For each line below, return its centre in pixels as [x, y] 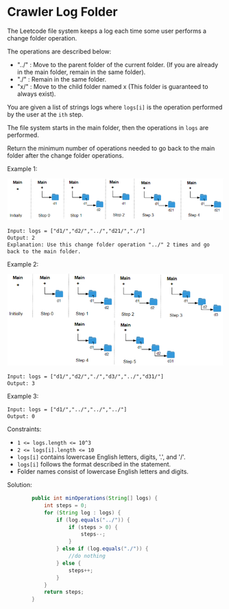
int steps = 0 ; [65, 505]
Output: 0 [21, 417]
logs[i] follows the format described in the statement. [94, 464]
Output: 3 [21, 384]
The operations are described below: [59, 51]
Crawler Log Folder [62, 12]
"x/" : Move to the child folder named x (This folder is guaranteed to [112, 86]
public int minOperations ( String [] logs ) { [95, 498]
